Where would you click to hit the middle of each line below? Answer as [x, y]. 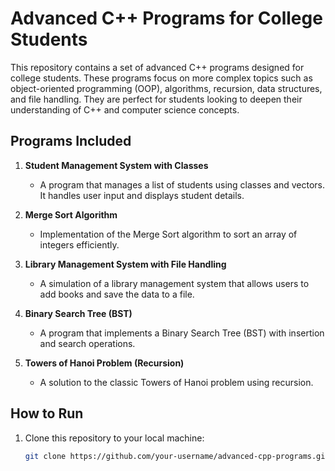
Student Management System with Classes [116, 165]
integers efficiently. [79, 244]
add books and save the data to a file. [117, 294]
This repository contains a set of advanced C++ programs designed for [157, 67]
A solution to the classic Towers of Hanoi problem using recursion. [176, 382]
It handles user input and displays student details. [142, 195]
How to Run [47, 413]
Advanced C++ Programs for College [166, 18]
